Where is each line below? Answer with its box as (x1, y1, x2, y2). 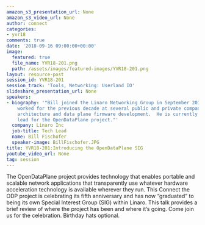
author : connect (6, 20, 48, 26)
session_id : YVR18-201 (6, 77, 64, 83)
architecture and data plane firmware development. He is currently (17, 111, 198, 117)
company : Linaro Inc (12, 123, 64, 129)
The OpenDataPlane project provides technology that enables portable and (6, 173, 195, 180)
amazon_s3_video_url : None (6, 15, 75, 21)
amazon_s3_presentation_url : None (6, 9, 95, 15)
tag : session (6, 156, 40, 162)
